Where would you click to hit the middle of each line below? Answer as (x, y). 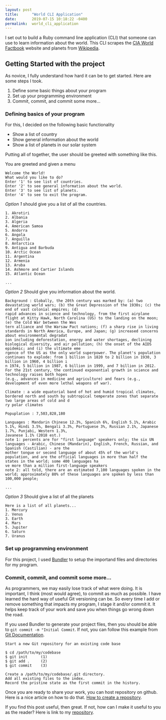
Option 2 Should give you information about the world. (60, 292)
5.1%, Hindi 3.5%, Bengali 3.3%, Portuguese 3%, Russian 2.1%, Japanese (82, 427)
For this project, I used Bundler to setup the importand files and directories (81, 559)
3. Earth (14, 519)
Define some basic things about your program (59, 91)
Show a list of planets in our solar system (54, 145)
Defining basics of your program (45, 114)
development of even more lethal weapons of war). (58, 383)
